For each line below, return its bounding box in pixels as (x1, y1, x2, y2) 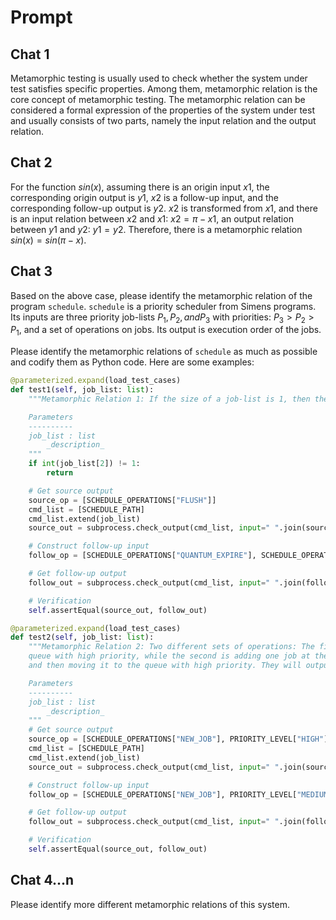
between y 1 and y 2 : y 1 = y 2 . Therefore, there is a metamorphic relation (10, 223, 303, 235)
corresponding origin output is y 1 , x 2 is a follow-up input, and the (10, 191, 279, 203)
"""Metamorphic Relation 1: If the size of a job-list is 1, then (28, 394, 311, 404)
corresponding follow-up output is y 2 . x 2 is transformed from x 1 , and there (10, 202, 318, 214)
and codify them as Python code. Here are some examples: (10, 356, 255, 368)
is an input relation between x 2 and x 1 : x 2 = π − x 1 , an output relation (10, 212, 294, 225)
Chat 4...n (10, 872, 75, 889)
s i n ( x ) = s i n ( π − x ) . (10, 234, 87, 246)
